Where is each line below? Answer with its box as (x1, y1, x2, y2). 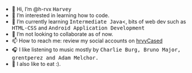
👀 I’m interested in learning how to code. (11, 12, 110, 19)
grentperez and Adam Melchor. (11, 55, 99, 61)
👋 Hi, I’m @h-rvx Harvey (11, 6, 72, 12)
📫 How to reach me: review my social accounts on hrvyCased (11, 37, 163, 44)
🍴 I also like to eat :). (11, 61, 61, 67)
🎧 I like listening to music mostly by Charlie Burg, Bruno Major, (11, 46, 181, 53)
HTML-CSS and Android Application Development (11, 24, 145, 31)
